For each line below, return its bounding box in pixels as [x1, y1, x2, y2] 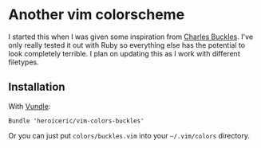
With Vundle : [8, 101, 51, 111]
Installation [8, 80, 65, 94]
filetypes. [8, 57, 40, 67]
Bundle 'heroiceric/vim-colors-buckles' [8, 117, 145, 125]
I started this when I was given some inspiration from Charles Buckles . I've [8, 32, 254, 41]
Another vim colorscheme [8, 6, 185, 24]
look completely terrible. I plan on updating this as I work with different [8, 49, 241, 58]
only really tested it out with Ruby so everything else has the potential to [8, 40, 246, 49]
